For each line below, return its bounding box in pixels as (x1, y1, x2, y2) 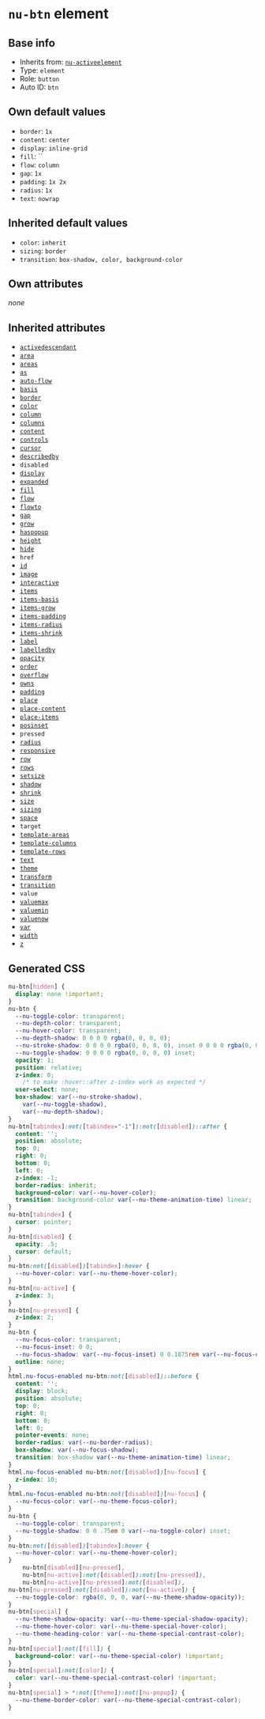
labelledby (19, 646, 56, 654)
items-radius (19, 621, 63, 629)
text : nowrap (19, 193, 60, 203)
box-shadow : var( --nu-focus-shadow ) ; (15, 1446, 140, 1454)
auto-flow (19, 377, 53, 385)
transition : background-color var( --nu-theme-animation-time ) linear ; (15, 1196, 252, 1204)
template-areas (19, 831, 70, 839)
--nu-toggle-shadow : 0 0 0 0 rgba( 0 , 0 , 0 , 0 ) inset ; (15, 1049, 196, 1057)
